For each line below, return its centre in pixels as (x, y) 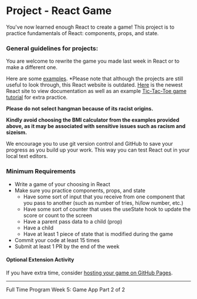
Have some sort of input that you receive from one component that (104, 197)
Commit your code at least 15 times (57, 240)
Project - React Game (59, 11)
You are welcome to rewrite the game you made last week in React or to (93, 61)
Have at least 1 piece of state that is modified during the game (98, 234)
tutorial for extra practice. (37, 97)
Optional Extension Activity (40, 260)
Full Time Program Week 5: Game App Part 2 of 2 (65, 289)
